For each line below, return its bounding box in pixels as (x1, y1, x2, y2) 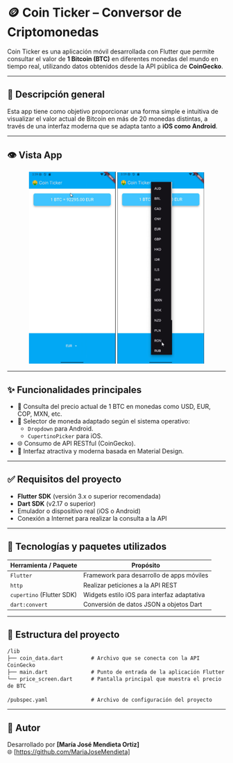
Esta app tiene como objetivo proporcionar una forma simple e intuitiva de (7, 107, 218, 115)
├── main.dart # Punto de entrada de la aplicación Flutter (7, 669, 225, 676)
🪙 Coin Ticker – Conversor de (7, 5, 182, 21)
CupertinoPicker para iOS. (27, 431, 103, 440)
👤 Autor (7, 722, 41, 734)
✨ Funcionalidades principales (7, 384, 142, 396)
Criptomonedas (7, 24, 99, 40)
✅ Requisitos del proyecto (7, 473, 122, 485)
